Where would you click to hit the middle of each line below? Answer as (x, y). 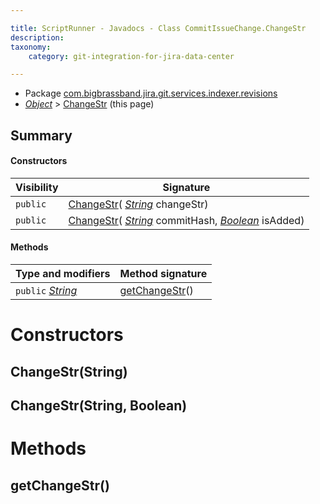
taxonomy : (31, 47)
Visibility (37, 187)
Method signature (163, 274)
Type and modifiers (63, 274)
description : (37, 37)
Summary (41, 135)
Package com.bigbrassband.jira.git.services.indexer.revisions (151, 93)
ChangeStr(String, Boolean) (99, 406)
